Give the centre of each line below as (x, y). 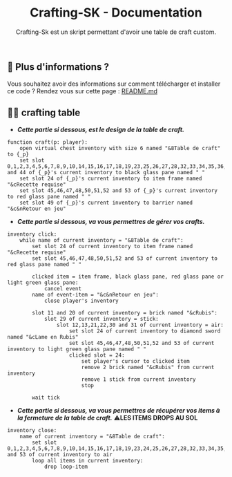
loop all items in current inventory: (88, 460)
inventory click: (32, 234)
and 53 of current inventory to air (60, 454)
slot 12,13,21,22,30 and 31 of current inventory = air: (140, 325)
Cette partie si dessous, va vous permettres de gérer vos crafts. (111, 221)
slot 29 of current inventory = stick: (101, 319)
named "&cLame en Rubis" (43, 337)
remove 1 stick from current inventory (138, 379)
